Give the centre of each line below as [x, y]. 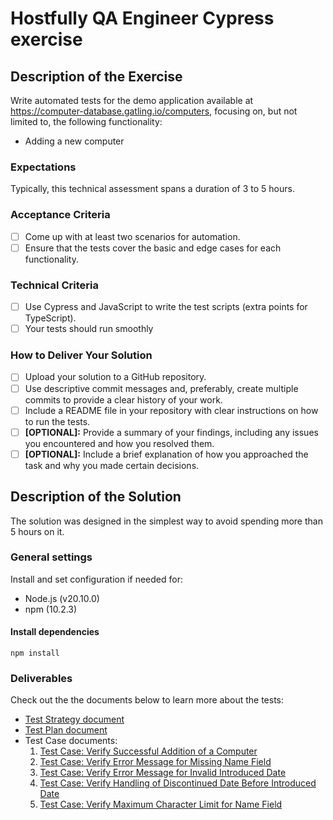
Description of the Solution [96, 497]
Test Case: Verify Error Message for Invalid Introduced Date [163, 773]
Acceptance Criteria [60, 215]
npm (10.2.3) [51, 609]
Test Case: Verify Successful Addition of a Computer [148, 751]
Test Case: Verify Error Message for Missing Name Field [155, 762]
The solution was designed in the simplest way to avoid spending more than [166, 521]
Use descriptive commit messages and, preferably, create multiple [161, 388]
